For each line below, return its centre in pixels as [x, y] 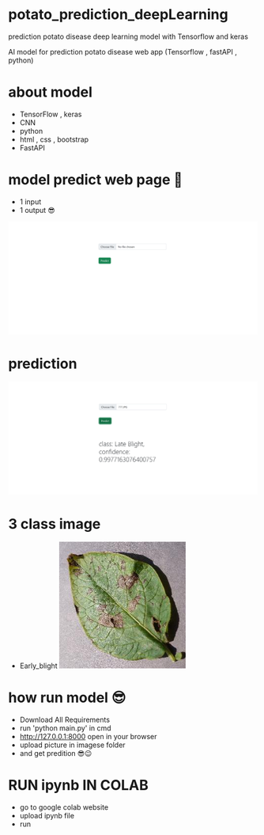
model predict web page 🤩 [96, 180]
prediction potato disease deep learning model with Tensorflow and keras [128, 36]
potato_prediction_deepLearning [118, 15]
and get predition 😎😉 [56, 753]
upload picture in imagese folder [72, 745]
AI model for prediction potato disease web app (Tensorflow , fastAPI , [123, 51]
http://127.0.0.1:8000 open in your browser [88, 736]
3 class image [55, 524]
